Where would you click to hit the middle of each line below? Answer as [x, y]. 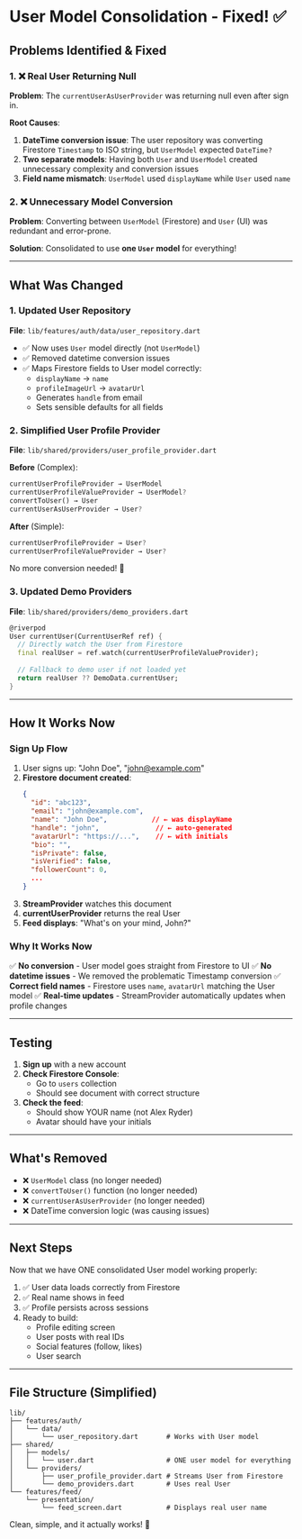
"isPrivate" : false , [69, 853]
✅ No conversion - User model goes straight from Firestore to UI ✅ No [141, 966]
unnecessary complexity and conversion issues [111, 168]
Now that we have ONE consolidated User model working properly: [133, 1270]
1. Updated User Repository [71, 311]
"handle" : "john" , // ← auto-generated [132, 828]
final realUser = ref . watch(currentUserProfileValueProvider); [138, 653]
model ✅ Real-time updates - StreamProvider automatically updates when [147, 996]
